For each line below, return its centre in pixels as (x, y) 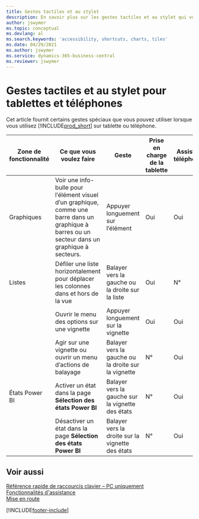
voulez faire (78, 159)
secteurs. (68, 254)
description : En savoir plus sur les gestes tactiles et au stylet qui (96, 17)
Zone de (29, 152)
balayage (68, 372)
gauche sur (122, 397)
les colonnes (73, 286)
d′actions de (72, 365)
